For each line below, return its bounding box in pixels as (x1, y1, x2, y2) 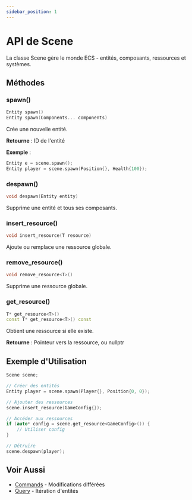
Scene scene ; (6, 372, 39, 378)
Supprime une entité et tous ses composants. (6, 204, 118, 211)
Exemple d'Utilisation (6, 356, 87, 366)
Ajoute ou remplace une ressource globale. (6, 243, 112, 251)
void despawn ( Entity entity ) (6, 193, 78, 200)
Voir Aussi (6, 465, 46, 475)
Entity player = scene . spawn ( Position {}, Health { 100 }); (6, 165, 147, 172)
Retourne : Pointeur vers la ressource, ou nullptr (6, 339, 125, 346)
